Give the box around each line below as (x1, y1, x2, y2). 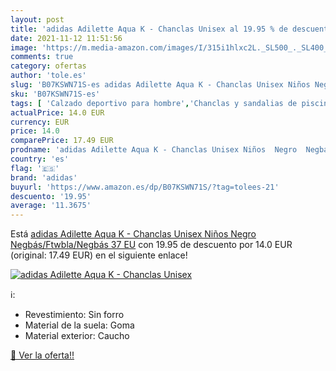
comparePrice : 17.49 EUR (10, 136, 114, 146)
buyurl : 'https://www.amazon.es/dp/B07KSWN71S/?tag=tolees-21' (10, 182, 280, 192)
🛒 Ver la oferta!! (10, 349, 75, 361)
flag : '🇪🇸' (10, 163, 60, 173)
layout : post (10, 14, 65, 25)
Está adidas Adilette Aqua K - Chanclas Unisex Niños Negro (10, 228, 257, 240)
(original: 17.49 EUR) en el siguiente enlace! (10, 249, 188, 261)
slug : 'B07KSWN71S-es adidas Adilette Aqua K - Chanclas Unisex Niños (10, 80, 311, 90)
